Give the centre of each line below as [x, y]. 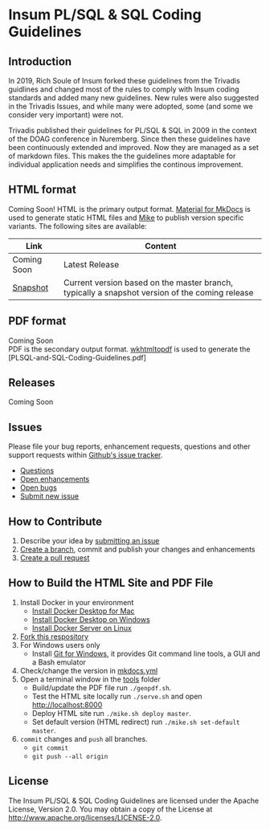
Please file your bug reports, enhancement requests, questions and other [129, 446]
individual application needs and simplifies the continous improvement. [126, 165]
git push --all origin [70, 756]
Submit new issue [49, 496]
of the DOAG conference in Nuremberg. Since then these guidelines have [129, 139]
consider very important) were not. [66, 115]
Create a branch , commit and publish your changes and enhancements [137, 549]
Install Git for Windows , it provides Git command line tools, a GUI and [146, 653]
